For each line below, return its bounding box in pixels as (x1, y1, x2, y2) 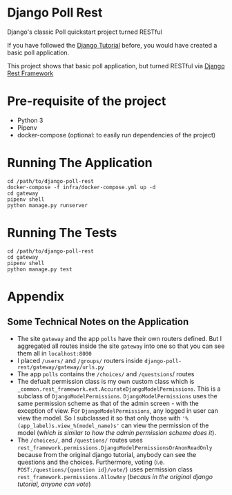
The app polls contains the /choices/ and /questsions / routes (17, 369, 195, 378)
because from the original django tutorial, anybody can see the (17, 450, 197, 458)
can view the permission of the (120, 421, 209, 429)
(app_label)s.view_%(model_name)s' (17, 423, 120, 429)
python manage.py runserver (7, 202, 88, 208)
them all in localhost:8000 (17, 349, 92, 357)
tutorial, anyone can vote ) (17, 480, 91, 488)
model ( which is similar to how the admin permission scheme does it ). (17, 428, 216, 436)
